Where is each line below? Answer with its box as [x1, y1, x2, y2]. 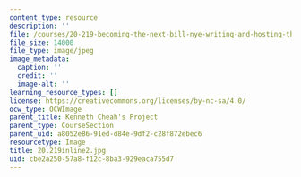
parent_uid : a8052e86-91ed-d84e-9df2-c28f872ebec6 [9, 130, 202, 139]
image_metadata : [9, 55, 70, 63]
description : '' [9, 21, 70, 30]
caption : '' [17, 63, 63, 72]
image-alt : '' [17, 80, 70, 88]
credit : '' [17, 72, 58, 80]
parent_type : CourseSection [9, 122, 115, 131]
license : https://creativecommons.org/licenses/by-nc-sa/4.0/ [9, 96, 246, 105]
